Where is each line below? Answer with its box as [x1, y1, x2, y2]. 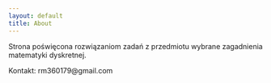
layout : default [8, 11, 63, 20]
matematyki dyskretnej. [8, 50, 87, 60]
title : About [8, 19, 53, 27]
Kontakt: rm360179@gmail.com [8, 65, 113, 75]
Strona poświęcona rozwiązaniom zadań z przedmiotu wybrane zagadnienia [8, 41, 263, 51]
